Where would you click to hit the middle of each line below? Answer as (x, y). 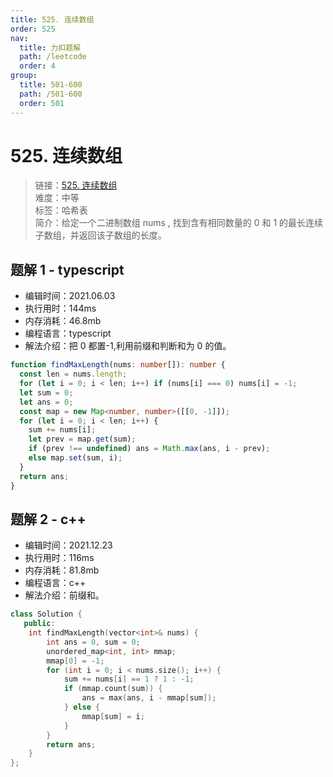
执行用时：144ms (60, 308)
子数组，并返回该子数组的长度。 (100, 235)
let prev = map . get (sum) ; (82, 439)
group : (24, 76)
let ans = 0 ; (46, 402)
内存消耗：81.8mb (62, 570)
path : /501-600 (51, 94)
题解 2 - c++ (48, 519)
